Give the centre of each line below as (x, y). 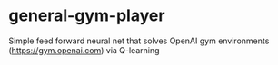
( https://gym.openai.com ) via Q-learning (84, 50)
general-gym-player (87, 16)
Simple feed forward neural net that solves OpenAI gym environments (139, 41)
